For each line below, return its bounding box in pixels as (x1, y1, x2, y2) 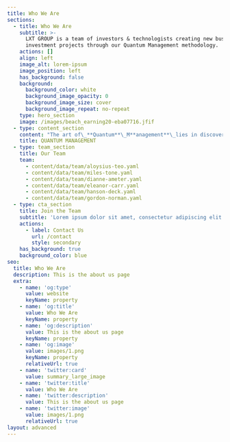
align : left (19, 55, 53, 62)
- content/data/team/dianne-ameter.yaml (25, 175, 142, 182)
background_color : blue (19, 252, 88, 259)
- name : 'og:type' (19, 284, 72, 291)
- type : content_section (13, 125, 84, 132)
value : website (25, 291, 69, 297)
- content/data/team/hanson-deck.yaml (25, 188, 136, 195)
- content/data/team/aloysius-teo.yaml (25, 162, 139, 170)
